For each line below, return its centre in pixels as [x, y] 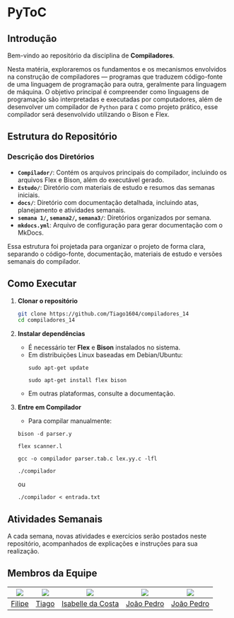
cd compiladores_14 [46, 320]
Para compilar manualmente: [70, 421]
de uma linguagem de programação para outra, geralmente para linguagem [117, 84]
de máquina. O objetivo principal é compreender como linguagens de [108, 92]
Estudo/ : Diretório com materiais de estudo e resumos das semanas [116, 187]
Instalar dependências [51, 334]
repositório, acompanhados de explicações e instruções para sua [103, 544]
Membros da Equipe [52, 574]
